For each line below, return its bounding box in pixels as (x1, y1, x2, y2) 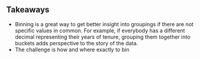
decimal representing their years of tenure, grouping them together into (14, 33, 191, 41)
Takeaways (6, 5, 50, 15)
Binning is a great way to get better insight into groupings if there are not (14, 20, 194, 27)
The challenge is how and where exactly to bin (14, 46, 130, 53)
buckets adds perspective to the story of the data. (14, 39, 139, 46)
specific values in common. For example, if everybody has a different (14, 27, 185, 34)
